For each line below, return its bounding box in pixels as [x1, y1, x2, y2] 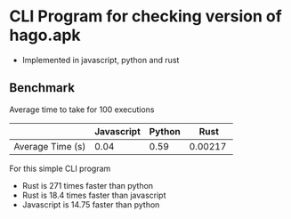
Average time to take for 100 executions [9, 104, 155, 115]
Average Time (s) [13, 140, 86, 152]
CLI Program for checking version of [9, 6, 282, 27]
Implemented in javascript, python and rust [21, 54, 180, 65]
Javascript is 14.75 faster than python [21, 199, 160, 210]
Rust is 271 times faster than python [21, 180, 154, 191]
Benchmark [9, 80, 76, 95]
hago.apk [9, 25, 82, 45]
